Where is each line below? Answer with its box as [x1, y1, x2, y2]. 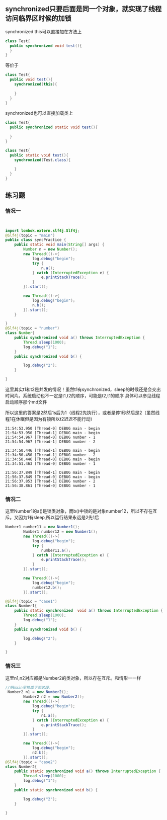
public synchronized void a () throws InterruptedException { [14, 335, 145, 340]
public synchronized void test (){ [10, 43, 82, 48]
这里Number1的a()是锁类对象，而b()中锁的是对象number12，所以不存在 [5, 508, 153, 514]
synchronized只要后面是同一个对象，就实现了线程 [5, 5, 162, 14]
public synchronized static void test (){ [10, 125, 98, 130]
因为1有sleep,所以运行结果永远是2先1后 [18, 515, 99, 521]
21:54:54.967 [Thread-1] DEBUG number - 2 [5, 439, 96, 444]
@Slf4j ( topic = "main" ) [5, 233, 55, 238]
